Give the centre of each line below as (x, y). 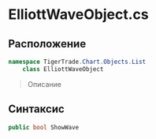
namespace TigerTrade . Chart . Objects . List (77, 62)
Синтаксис (36, 109)
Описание (44, 84)
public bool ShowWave (44, 127)
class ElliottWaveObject (63, 69)
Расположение (47, 44)
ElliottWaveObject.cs (78, 15)
